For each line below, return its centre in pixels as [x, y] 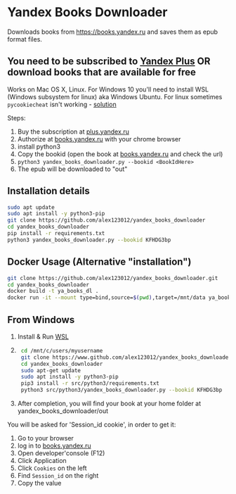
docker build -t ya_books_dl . [53, 291]
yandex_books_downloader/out [63, 411]
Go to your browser [45, 438]
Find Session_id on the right [58, 476]
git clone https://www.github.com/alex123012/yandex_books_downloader [126, 357]
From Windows [41, 320]
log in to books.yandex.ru [54, 446]
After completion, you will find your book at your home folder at [109, 404]
